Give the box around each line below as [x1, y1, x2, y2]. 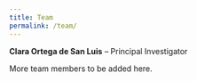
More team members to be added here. [9, 63, 153, 74]
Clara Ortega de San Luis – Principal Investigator [9, 45, 188, 56]
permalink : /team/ [9, 21, 77, 30]
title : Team [9, 12, 53, 22]
